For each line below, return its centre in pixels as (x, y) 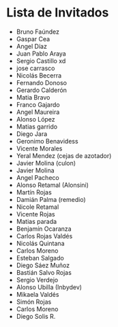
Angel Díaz (31, 46)
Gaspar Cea (33, 38)
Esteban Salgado (40, 258)
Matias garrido (37, 126)
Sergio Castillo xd (41, 60)
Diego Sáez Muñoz (43, 265)
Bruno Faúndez (38, 32)
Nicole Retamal (38, 207)
